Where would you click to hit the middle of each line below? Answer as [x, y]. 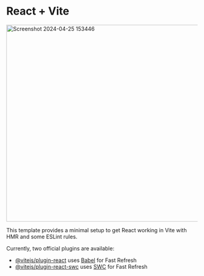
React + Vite [38, 11]
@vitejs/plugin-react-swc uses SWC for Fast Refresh [81, 266]
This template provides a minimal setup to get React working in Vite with [97, 230]
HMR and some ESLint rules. [42, 236]
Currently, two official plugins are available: [60, 248]
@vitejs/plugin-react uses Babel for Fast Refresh [76, 260]
